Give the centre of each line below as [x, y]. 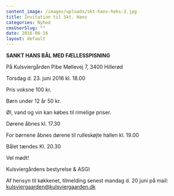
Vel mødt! [18, 158]
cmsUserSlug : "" [26, 28]
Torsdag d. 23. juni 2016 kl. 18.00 [46, 78]
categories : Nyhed [28, 22]
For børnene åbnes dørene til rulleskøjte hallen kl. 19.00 [72, 135]
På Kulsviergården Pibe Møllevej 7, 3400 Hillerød [65, 67]
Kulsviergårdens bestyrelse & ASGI [48, 169]
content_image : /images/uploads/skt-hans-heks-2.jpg [72, 11]
